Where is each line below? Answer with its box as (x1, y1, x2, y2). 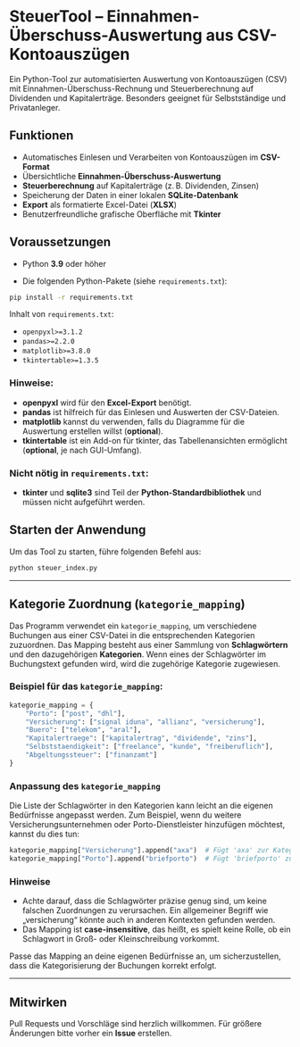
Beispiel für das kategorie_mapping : (9, 680, 163, 693)
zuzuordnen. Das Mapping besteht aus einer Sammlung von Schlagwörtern (9, 639, 288, 650)
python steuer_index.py (9, 563, 98, 572)
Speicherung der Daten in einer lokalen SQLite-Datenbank (21, 189, 239, 200)
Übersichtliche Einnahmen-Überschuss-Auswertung (21, 170, 221, 181)
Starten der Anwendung (9, 522, 146, 537)
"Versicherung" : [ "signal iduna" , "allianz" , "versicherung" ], (25, 717, 266, 727)
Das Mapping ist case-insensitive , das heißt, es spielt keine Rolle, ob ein (21, 924, 291, 935)
